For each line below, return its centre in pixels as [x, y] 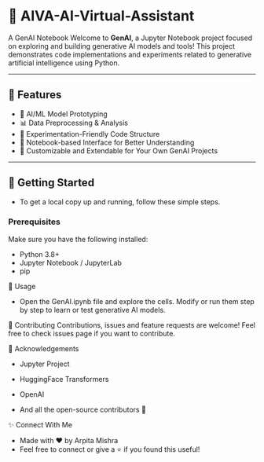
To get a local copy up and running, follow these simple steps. [120, 202]
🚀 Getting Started [51, 183]
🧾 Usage [22, 286]
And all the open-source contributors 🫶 [83, 409]
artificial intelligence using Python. [64, 63]
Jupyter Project [44, 364]
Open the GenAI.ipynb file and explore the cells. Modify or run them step [137, 301]
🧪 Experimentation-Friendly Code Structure [90, 134]
